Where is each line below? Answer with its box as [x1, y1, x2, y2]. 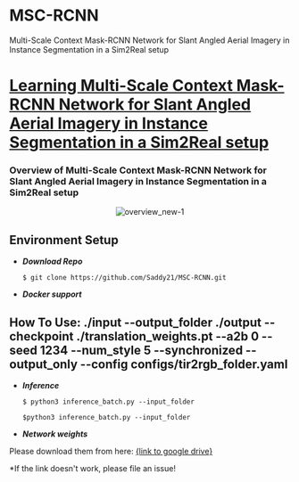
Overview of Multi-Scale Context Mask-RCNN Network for [9, 164, 268, 176]
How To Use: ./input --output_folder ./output [9, 315, 262, 330]
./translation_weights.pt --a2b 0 [76, 329, 260, 344]
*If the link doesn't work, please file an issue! [9, 463, 177, 474]
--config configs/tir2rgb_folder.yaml [79, 356, 288, 372]
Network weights [21, 429, 88, 439]
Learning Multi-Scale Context [9, 76, 234, 96]
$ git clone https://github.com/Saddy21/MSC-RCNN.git [21, 274, 227, 282]
